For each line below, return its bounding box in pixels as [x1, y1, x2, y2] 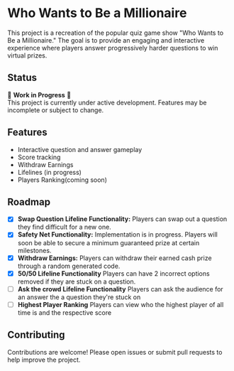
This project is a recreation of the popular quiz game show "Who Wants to [7, 28, 224, 37]
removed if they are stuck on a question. [17, 277, 136, 286]
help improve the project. [7, 355, 81, 364]
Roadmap [7, 195, 51, 208]
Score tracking [17, 153, 61, 161]
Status [7, 72, 38, 84]
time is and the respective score [17, 308, 112, 317]
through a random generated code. [17, 262, 121, 270]
